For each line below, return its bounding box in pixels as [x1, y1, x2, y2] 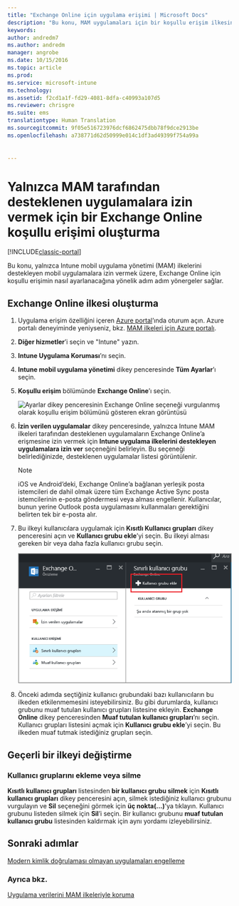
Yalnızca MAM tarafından [7, 178, 160, 195]
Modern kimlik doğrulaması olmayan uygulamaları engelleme [7, 856, 185, 865]
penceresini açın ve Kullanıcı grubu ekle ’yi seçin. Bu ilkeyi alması [17, 531, 210, 540]
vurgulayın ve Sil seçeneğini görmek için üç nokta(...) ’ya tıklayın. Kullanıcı [7, 801, 224, 810]
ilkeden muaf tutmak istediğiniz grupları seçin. [17, 728, 153, 737]
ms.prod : [7, 71, 33, 78]
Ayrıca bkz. [7, 874, 48, 884]
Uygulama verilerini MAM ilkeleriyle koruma [7, 890, 135, 899]
